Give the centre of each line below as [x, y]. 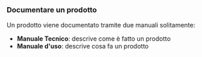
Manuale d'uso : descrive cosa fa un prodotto [83, 46]
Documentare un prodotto [52, 10]
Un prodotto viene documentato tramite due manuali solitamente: [101, 25]
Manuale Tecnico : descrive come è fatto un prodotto [94, 39]
